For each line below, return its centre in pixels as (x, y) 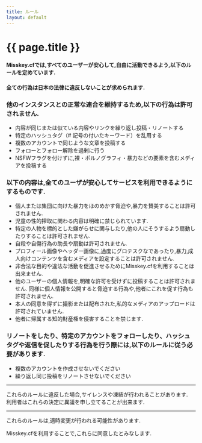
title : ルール (23, 12)
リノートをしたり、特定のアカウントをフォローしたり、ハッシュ (98, 336)
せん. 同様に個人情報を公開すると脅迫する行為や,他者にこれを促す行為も (104, 289)
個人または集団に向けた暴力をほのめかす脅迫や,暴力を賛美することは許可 (105, 206)
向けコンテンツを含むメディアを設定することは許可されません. (97, 259)
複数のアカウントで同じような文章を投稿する (70, 143)
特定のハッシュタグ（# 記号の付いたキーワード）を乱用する (88, 136)
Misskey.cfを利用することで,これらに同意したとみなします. (79, 433)
